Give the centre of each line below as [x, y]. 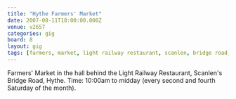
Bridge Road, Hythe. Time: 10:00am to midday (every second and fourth [111, 80]
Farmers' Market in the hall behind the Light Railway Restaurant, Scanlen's [115, 73]
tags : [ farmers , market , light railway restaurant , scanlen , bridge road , [119, 53]
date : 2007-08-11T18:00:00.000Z [54, 20]
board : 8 [20, 40]
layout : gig [25, 46]
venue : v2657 [26, 27]
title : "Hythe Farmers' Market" [54, 14]
